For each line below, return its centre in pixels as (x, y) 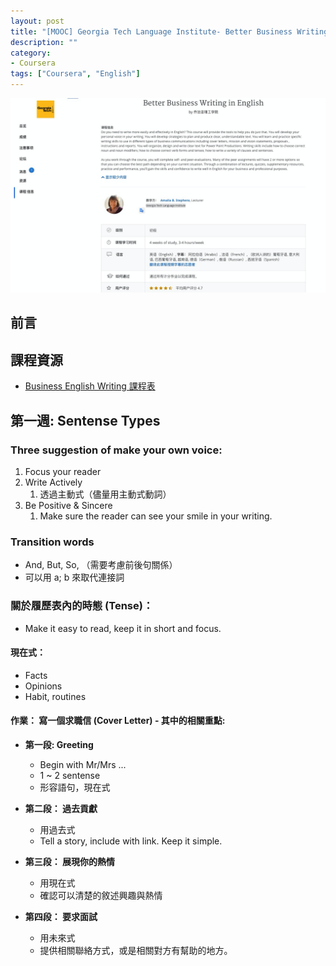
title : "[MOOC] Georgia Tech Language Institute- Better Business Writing (169, 31)
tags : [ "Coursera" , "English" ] (75, 74)
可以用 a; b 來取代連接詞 (74, 577)
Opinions (43, 686)
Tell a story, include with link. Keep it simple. (131, 841)
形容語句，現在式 (75, 787)
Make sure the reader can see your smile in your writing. (156, 516)
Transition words (52, 542)
